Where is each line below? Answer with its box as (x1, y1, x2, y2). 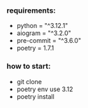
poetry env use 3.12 (16, 85, 73, 93)
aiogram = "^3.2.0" (16, 29, 71, 37)
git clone (16, 77, 43, 86)
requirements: (6, 6, 57, 15)
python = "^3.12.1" (16, 22, 68, 30)
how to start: (6, 62, 51, 72)
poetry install (16, 92, 55, 100)
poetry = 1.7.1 (16, 44, 54, 53)
